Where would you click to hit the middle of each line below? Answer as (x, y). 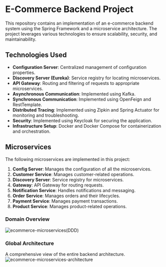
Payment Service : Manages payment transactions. (65, 201)
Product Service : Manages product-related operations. (69, 206)
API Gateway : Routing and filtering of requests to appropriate (76, 83)
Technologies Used (36, 55)
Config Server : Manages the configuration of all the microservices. (82, 169)
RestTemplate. (27, 105)
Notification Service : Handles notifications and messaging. (74, 190)
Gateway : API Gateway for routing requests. (58, 185)
